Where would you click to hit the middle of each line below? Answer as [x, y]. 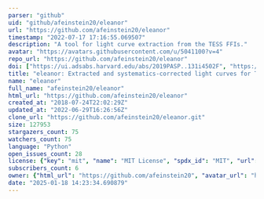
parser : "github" [37, 15]
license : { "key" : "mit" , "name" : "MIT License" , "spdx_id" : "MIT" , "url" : [133, 161]
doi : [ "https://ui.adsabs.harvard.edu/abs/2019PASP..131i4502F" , [117, 67]
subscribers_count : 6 [44, 168]
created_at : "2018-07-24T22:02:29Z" [68, 103]
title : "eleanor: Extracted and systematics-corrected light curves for [130, 74]
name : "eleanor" [35, 81]
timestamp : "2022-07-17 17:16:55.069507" [77, 37]
